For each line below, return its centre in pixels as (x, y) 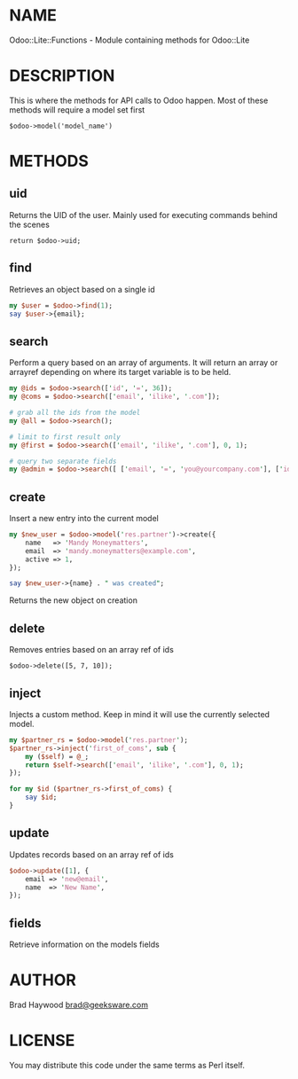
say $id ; (41, 798)
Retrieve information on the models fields (84, 944)
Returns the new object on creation (73, 600)
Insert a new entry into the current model (84, 519)
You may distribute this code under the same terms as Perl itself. (127, 1065)
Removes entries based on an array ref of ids (92, 650)
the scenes (30, 224)
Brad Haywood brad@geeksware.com (79, 1005)
